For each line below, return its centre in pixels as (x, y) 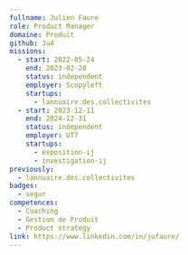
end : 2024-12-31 (56, 118)
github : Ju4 (32, 43)
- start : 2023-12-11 (56, 110)
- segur (32, 194)
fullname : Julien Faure (54, 18)
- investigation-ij (70, 161)
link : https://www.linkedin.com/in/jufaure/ (94, 236)
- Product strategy (54, 228)
